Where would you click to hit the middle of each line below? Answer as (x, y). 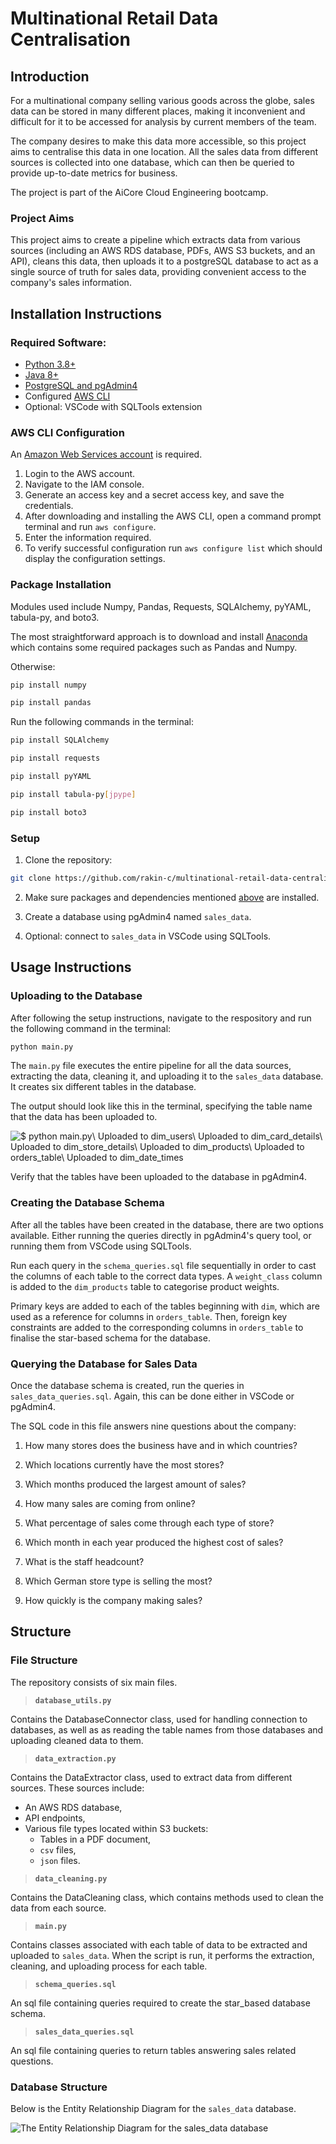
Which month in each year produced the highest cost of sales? (154, 1543)
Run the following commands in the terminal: (102, 722)
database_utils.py (73, 1700)
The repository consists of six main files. (94, 1682)
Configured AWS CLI (67, 396)
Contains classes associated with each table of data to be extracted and (159, 1944)
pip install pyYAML (51, 777)
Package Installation (61, 585)
